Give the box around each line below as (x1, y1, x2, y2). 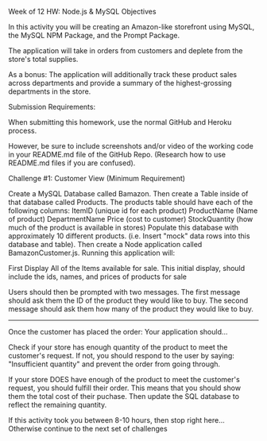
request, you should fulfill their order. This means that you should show (8, 383, 241, 393)
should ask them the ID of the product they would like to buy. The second (8, 296, 249, 305)
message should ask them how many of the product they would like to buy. (8, 304, 254, 313)
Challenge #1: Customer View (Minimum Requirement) (8, 174, 185, 183)
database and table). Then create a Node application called (8, 240, 203, 249)
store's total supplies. (8, 55, 79, 64)
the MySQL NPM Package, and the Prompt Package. (8, 31, 180, 40)
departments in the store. (8, 87, 91, 96)
